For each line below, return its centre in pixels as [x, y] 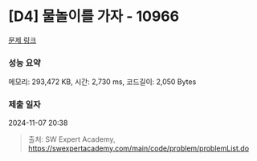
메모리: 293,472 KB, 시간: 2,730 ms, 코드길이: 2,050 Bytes [102, 82]
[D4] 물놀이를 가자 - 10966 [94, 16]
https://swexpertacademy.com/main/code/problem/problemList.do [139, 148]
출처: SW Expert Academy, [71, 139]
